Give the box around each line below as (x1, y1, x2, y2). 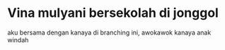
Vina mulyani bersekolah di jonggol (7, 5, 219, 21)
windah (7, 35, 29, 44)
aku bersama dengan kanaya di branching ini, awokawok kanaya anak (7, 28, 212, 37)
